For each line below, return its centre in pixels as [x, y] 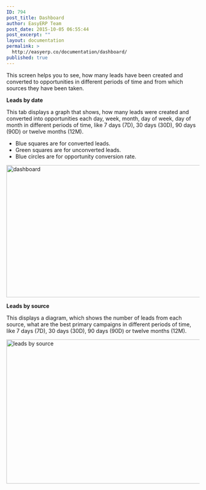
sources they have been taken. [45, 88]
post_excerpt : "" [29, 35]
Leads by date [25, 100]
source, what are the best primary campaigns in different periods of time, [99, 324]
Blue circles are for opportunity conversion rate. [76, 156]
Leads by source [28, 306]
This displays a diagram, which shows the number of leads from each [94, 318]
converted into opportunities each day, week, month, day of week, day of [99, 118]
